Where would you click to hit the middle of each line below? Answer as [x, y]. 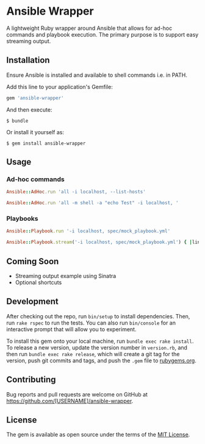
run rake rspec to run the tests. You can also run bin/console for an [91, 323]
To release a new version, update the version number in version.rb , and [97, 347]
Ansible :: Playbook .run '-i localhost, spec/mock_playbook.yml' [88, 231]
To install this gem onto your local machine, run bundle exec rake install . [100, 341]
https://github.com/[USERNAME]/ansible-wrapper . [70, 401]
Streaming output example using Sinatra [66, 276]
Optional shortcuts [38, 282]
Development [33, 302]
